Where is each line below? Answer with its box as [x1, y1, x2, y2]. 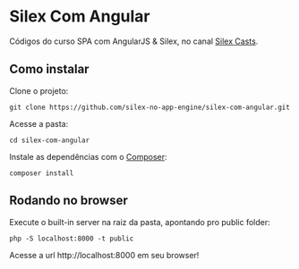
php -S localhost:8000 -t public [9, 234, 134, 243]
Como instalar [9, 62, 90, 77]
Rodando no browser [9, 193, 128, 208]
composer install [9, 168, 74, 178]
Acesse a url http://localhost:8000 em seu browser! [9, 249, 200, 260]
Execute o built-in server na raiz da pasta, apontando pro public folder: [9, 216, 270, 227]
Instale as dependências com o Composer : [9, 151, 167, 162]
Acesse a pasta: [9, 118, 69, 129]
